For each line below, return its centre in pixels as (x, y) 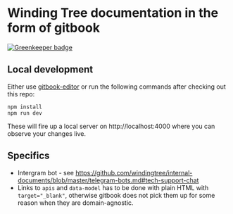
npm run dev (25, 113)
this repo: (21, 94)
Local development (50, 69)
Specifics (29, 156)
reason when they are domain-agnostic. (75, 203)
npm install (25, 107)
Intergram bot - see (45, 172)
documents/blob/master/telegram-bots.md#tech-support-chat (108, 180)
